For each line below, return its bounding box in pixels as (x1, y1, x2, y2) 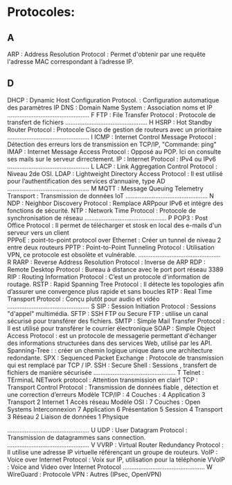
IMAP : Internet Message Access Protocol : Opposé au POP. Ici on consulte (7, 147, 222, 156)
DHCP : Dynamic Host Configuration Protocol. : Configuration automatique (7, 96, 220, 104)
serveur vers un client (7, 228, 69, 236)
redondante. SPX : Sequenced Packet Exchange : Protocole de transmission (7, 353, 224, 362)
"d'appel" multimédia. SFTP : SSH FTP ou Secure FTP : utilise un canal (7, 309, 208, 317)
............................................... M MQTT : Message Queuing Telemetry (7, 184, 204, 193)
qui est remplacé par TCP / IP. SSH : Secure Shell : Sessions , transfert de (7, 361, 217, 369)
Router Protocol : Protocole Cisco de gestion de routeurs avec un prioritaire (7, 125, 222, 134)
